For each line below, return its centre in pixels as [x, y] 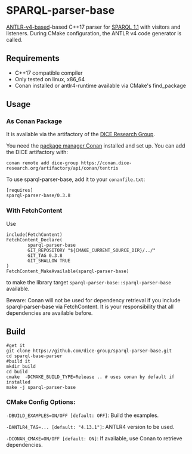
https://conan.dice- [106, 163]
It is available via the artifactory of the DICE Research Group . [80, 134]
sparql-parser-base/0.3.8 [38, 196]
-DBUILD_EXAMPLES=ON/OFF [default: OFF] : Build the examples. [83, 415]
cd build [17, 372]
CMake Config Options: [41, 402]
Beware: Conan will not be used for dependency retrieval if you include [93, 300]
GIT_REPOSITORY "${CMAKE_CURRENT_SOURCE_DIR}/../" [92, 250]
